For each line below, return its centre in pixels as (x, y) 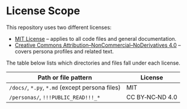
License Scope (43, 11)
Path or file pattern (65, 77)
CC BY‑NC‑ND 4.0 (152, 97)
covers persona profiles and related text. (64, 51)
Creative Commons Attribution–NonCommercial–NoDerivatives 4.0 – (98, 45)
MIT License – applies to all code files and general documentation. (95, 39)
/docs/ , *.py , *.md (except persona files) (65, 87)
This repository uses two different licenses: (59, 27)
